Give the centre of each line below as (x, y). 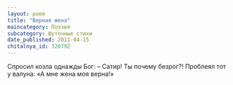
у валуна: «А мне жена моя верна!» (61, 74)
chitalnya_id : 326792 (39, 46)
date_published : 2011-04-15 (48, 40)
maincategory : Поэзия (39, 27)
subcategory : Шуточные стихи (50, 33)
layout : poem (26, 14)
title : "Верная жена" (39, 20)
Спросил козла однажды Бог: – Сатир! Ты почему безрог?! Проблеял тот (117, 66)
